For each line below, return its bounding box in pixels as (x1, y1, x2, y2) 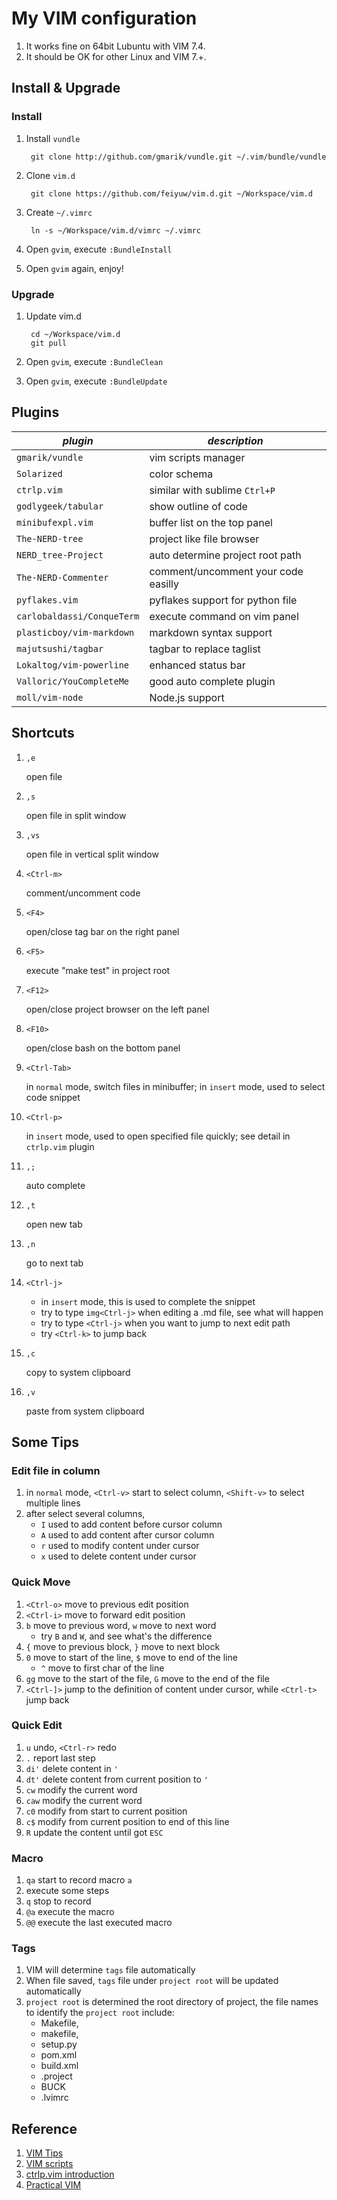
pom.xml (40, 2049, 78, 2061)
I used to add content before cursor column (40, 1518, 223, 1531)
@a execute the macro (25, 1906, 115, 1918)
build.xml (40, 2060, 79, 2072)
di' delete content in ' (25, 1762, 119, 1774)
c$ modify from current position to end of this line (25, 1815, 230, 1827)
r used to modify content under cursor (40, 1540, 200, 1552)
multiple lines (25, 1497, 81, 1509)
